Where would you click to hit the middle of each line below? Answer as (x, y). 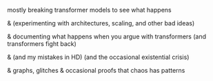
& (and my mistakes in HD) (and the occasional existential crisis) (98, 57)
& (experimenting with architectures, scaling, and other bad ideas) (101, 23)
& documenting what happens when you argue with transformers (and (107, 36)
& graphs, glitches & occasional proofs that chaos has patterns (96, 70)
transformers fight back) (42, 44)
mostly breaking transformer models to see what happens (89, 10)
